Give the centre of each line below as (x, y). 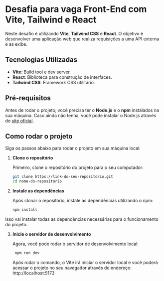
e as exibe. (16, 44)
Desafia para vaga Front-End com (76, 9)
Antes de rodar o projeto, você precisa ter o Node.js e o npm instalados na (82, 110)
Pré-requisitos (28, 98)
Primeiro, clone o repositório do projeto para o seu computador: (78, 167)
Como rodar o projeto (39, 136)
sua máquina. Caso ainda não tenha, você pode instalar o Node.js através (81, 115)
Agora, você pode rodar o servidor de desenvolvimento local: (75, 244)
